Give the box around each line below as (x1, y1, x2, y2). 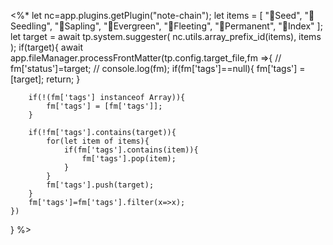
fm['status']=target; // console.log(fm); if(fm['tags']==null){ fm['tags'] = (10, 63, 306, 74)
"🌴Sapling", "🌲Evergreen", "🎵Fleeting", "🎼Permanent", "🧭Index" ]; (54, 20, 323, 32)
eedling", (10, 20, 53, 32)
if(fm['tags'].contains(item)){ (63, 145, 199, 155)
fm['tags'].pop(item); (81, 154, 177, 164)
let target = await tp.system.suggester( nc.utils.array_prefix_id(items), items (10, 31, 322, 42)
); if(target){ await (10, 41, 83, 53)
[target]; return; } (10, 73, 81, 85)
